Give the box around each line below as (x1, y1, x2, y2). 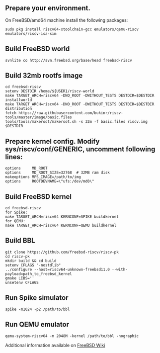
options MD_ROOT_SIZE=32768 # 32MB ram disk (5, 170, 110, 176)
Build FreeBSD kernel (5, 192, 72, 201)
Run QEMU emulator (5, 320, 70, 329)
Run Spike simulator (5, 293, 69, 302)
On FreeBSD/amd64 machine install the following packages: (5, 17, 128, 23)
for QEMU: (5, 219, 26, 224)
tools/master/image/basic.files (5, 115, 72, 120)
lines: (5, 153, 23, 161)
